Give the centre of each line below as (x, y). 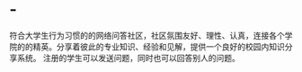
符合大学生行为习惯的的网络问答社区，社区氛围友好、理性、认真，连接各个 (147, 35)
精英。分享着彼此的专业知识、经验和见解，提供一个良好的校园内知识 (159, 46)
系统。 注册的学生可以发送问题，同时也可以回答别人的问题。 (128, 58)
